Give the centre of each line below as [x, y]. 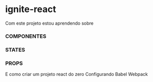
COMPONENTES [26, 36]
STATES [15, 50]
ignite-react [31, 9]
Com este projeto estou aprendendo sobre [49, 23]
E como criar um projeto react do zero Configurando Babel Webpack [76, 74]
